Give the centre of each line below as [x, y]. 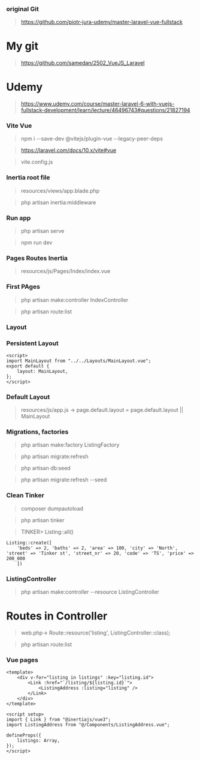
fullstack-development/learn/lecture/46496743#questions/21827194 [105, 110]
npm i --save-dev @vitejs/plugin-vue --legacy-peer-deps [92, 139]
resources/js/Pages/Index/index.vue [66, 271]
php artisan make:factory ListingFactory [70, 445]
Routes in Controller [57, 616]
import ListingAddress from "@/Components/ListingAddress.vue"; [88, 725]
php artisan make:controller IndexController [75, 300]
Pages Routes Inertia [37, 258]
